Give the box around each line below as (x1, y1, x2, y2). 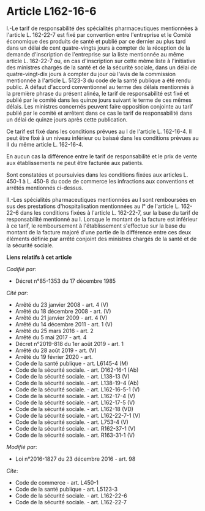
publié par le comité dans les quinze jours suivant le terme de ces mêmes (6, 96, 192, 104)
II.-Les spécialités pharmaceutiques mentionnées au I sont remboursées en (6, 196, 196, 203)
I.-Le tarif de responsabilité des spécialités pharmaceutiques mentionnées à (6, 25, 198, 32)
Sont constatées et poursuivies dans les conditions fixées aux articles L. (6, 171, 188, 179)
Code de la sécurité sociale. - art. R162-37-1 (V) (15, 425, 136, 432)
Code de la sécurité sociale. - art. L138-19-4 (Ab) (15, 379, 139, 386)
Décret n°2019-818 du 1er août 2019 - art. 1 (15, 340, 124, 347)
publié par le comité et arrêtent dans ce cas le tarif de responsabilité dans (6, 109, 193, 117)
